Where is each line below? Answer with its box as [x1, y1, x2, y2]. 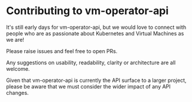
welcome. [6, 65, 30, 72]
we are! [6, 36, 25, 43]
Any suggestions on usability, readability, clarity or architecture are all [6, 59, 176, 66]
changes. [6, 89, 29, 96]
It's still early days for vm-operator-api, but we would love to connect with [6, 24, 187, 31]
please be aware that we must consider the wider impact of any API [6, 83, 171, 90]
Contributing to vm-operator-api [6, 4, 169, 18]
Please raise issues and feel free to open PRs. [6, 47, 118, 54]
